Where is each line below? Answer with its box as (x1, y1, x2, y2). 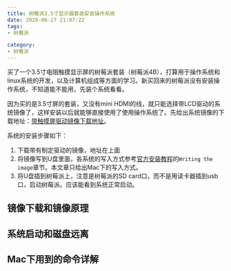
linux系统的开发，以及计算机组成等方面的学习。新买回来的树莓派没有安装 (7, 76, 214, 85)
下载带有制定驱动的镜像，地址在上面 (17, 146, 121, 154)
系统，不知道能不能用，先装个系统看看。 (12, 85, 128, 93)
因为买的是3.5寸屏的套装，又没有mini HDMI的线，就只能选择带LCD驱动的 (7, 100, 215, 107)
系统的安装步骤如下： (7, 131, 68, 140)
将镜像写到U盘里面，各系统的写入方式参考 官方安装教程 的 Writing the (17, 155, 213, 162)
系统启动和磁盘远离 (7, 228, 89, 239)
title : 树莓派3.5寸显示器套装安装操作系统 (7, 10, 115, 17)
